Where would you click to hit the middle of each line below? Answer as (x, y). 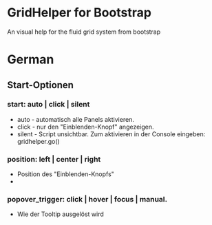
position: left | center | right (54, 159)
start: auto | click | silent (49, 105)
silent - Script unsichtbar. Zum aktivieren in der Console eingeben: (111, 134)
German (31, 60)
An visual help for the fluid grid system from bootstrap (84, 32)
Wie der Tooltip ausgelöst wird (61, 214)
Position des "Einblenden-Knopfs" (66, 174)
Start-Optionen (41, 85)
